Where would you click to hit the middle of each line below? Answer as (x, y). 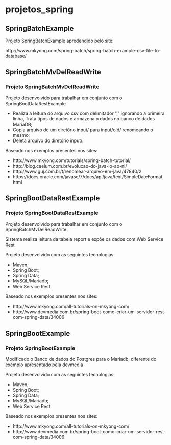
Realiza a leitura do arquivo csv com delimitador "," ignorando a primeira (89, 113)
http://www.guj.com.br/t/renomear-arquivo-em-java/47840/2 (77, 171)
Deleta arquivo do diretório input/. (48, 140)
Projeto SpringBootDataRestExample (52, 213)
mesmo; (21, 135)
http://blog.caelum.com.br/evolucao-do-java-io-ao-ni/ (70, 166)
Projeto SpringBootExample (40, 348)
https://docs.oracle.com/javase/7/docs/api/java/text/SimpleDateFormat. (88, 177)
